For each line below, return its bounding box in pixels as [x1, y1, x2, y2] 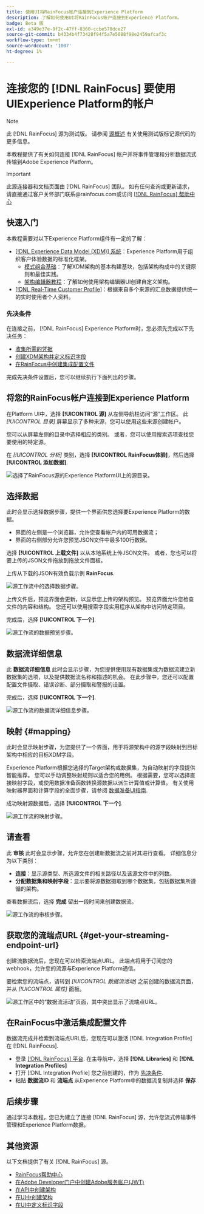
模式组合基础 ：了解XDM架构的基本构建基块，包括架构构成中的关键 [24, 262, 191, 270]
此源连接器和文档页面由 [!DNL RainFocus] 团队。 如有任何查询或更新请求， [6, 183, 193, 190]
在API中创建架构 [15, 1186, 56, 1193]
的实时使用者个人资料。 [15, 293, 74, 301]
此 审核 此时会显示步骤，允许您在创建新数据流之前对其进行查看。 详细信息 [6, 849, 192, 856]
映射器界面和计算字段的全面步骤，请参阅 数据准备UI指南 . [6, 787, 148, 794]
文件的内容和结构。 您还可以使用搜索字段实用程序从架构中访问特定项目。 [6, 603, 189, 610]
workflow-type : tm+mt [6, 37, 61, 43]
